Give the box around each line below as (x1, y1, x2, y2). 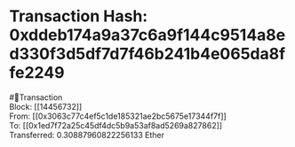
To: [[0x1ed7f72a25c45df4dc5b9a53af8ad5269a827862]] (9, 120, 223, 130)
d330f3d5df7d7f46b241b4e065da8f (9, 44, 286, 64)
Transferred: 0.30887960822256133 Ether (9, 129, 165, 140)
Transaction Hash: (9, 6, 148, 27)
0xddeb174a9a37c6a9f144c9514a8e (9, 25, 286, 45)
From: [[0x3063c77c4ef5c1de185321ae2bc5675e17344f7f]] (9, 111, 227, 121)
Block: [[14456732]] (9, 101, 83, 112)
